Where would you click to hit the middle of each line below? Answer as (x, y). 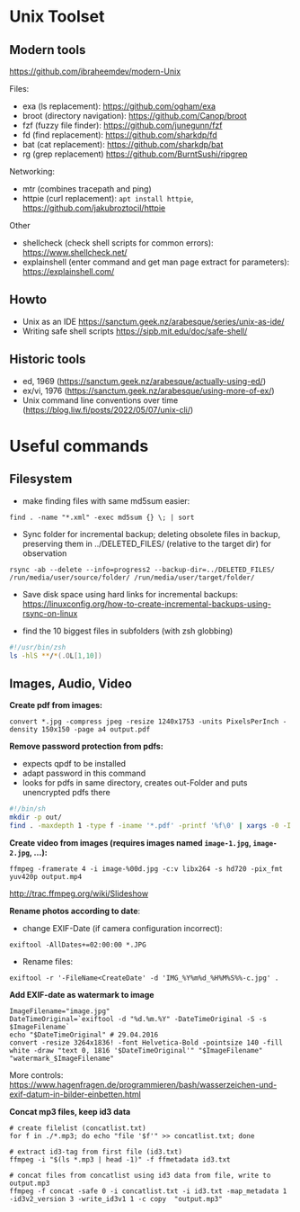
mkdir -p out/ (36, 817)
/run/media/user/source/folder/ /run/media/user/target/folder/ (132, 578)
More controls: (36, 1075)
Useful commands (79, 446)
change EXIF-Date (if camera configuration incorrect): (122, 928)
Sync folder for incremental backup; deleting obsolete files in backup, (151, 534)
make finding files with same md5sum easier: (106, 500)
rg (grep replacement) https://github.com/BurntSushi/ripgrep (135, 154)
